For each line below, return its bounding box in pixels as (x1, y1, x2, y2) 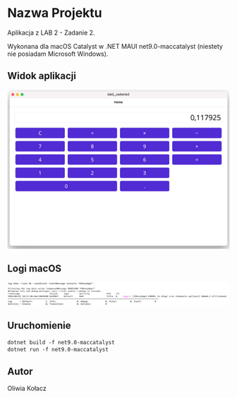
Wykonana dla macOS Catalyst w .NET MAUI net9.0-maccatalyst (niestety (7, 42, 224, 50)
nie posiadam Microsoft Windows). (7, 49, 109, 58)
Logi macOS (7, 263, 62, 275)
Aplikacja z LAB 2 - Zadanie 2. (7, 28, 95, 37)
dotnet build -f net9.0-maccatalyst (7, 339, 115, 346)
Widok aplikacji (7, 70, 76, 82)
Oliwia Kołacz (7, 384, 47, 393)
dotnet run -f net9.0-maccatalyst (7, 346, 109, 353)
